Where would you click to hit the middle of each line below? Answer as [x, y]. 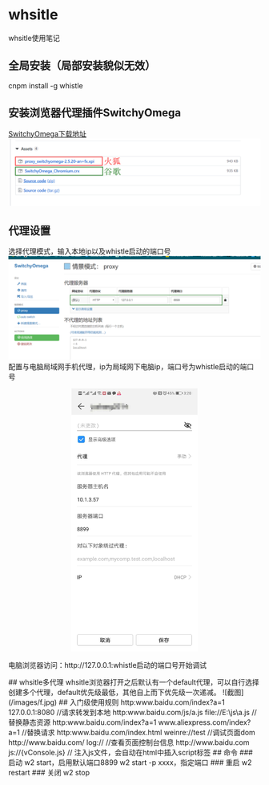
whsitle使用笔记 [34, 38]
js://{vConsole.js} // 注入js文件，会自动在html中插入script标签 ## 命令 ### [131, 752]
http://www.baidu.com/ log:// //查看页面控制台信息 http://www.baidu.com [129, 742]
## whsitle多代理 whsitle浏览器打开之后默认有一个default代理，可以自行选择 [134, 682]
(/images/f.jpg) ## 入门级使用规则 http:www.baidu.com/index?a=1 [117, 702]
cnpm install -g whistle [46, 85]
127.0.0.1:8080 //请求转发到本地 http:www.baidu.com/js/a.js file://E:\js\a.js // [133, 712]
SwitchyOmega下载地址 [47, 133]
